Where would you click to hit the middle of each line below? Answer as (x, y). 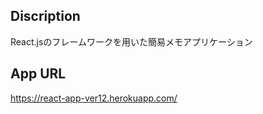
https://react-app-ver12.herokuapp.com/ (94, 98)
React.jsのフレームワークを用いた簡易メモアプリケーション (131, 41)
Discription (45, 16)
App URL (38, 74)
